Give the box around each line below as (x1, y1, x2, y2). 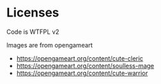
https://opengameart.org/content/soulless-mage (16, 61, 155, 70)
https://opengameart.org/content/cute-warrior (16, 69, 149, 77)
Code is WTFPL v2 (6, 28, 60, 36)
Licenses (6, 5, 60, 21)
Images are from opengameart (6, 41, 94, 49)
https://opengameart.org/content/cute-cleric (16, 54, 144, 63)
